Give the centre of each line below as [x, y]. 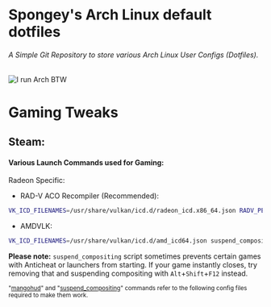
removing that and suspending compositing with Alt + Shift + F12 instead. [128, 273]
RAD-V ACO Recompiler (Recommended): [90, 196]
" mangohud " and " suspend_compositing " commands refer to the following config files [128, 288]
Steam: [27, 141]
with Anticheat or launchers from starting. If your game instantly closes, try [133, 264]
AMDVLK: [36, 226]
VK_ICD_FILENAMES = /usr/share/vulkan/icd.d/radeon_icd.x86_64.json [122, 211]
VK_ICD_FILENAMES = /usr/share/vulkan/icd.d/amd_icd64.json [108, 241]
